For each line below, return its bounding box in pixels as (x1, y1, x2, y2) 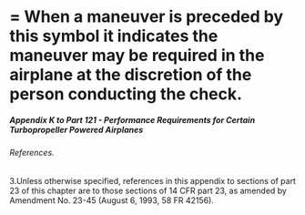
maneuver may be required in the (9, 46, 265, 66)
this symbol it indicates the (9, 26, 219, 46)
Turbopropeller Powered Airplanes (9, 124, 144, 135)
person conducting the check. (9, 84, 243, 105)
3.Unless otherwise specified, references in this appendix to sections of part (9, 175, 296, 186)
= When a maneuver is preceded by (9, 6, 284, 27)
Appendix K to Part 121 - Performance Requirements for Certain (9, 114, 256, 125)
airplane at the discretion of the (9, 65, 252, 86)
